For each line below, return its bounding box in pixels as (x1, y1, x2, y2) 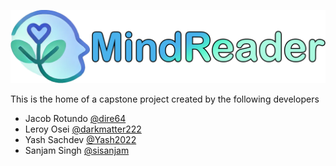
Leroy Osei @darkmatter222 (24, 123, 142, 135)
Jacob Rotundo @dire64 (24, 113, 127, 125)
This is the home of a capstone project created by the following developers (10, 93, 320, 105)
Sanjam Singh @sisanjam (24, 145, 130, 157)
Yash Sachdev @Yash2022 (24, 134, 137, 146)
